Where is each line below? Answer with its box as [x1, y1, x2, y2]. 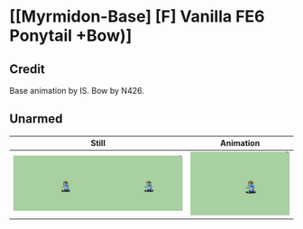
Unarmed [9, 111, 63, 127]
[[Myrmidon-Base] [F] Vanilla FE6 [9, 6, 265, 27]
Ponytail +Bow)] [9, 25, 133, 46]
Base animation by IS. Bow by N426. [9, 86, 144, 96]
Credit [9, 61, 45, 77]
